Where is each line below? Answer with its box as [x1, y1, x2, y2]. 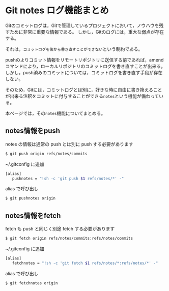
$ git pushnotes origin [5, 196, 56, 201]
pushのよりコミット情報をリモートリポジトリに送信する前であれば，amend [5, 56, 164, 63]
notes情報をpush [5, 127, 60, 135]
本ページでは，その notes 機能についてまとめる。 [5, 110, 106, 116]
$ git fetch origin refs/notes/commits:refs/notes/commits [5, 236, 133, 241]
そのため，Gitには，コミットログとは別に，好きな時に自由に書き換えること [5, 86, 162, 93]
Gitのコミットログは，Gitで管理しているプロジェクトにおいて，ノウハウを [5, 22, 159, 28]
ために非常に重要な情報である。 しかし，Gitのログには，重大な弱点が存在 [9, 28, 164, 35]
